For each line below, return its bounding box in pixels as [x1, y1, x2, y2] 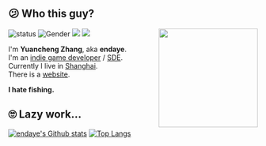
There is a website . [8, 69, 70, 79]
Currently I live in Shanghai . [8, 61, 98, 70]
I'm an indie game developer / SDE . [8, 52, 123, 62]
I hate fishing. [8, 84, 55, 94]
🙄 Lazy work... [8, 107, 82, 122]
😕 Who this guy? [8, 7, 95, 21]
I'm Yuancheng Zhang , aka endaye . [8, 44, 127, 54]
